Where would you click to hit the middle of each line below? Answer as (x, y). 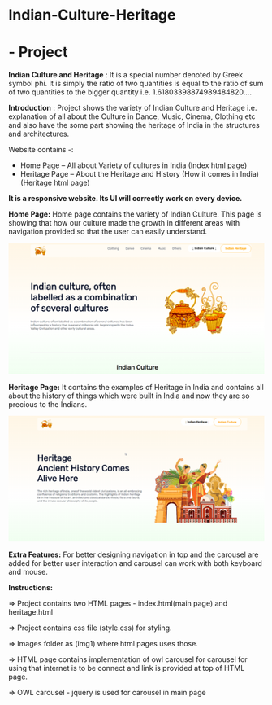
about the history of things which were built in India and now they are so (129, 396)
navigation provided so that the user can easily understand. (108, 232)
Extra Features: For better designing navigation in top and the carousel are (134, 554)
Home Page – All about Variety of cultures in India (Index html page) (134, 165)
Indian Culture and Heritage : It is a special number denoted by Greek (126, 75)
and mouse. (28, 571)
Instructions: (31, 587)
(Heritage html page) (55, 183)
